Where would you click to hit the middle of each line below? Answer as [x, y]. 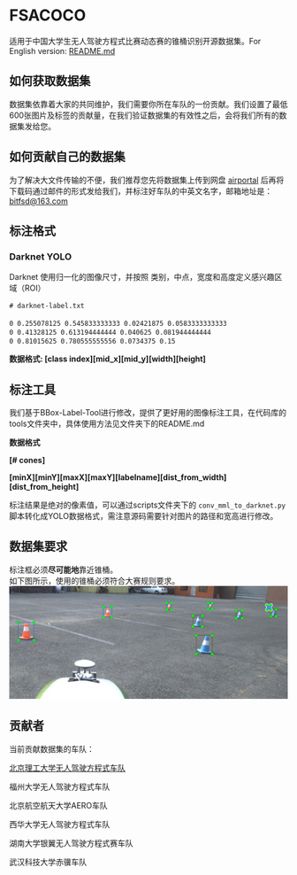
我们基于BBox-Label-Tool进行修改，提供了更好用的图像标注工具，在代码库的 [148, 413]
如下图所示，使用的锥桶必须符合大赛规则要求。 [94, 580]
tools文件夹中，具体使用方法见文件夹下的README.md [107, 424]
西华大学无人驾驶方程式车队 [60, 824]
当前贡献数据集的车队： [52, 748]
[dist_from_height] [44, 487]
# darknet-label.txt [47, 306]
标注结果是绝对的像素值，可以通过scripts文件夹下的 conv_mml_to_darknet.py [148, 505]
